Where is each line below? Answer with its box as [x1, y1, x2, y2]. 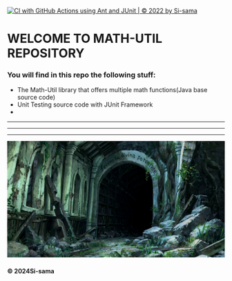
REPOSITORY [7, 46, 85, 62]
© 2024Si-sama [7, 266, 55, 275]
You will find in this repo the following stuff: [7, 70, 156, 80]
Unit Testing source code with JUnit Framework [17, 100, 153, 109]
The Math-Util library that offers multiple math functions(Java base [17, 86, 208, 94]
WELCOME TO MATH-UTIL [7, 31, 163, 46]
